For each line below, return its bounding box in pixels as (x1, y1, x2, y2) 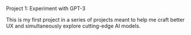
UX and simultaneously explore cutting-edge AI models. (6, 23, 141, 29)
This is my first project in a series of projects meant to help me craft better (6, 16, 185, 23)
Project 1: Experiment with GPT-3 (6, 5, 86, 12)
